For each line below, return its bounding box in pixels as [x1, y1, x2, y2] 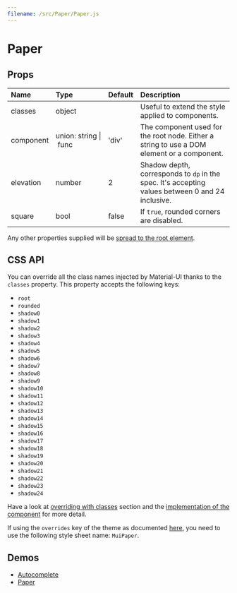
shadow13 [17, 407, 44, 415]
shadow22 [17, 475, 44, 482]
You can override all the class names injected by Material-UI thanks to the [7, 272, 222, 281]
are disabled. [140, 215, 183, 225]
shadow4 [17, 340, 40, 347]
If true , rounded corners [140, 206, 221, 216]
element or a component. [140, 148, 224, 158]
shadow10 [17, 385, 44, 393]
